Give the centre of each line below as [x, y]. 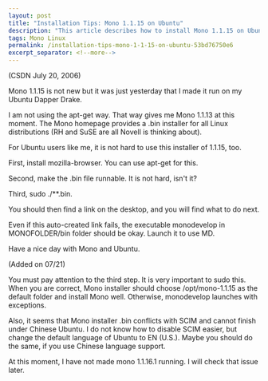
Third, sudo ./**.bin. [41, 194]
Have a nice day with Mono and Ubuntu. [74, 249]
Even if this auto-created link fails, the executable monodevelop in [117, 225]
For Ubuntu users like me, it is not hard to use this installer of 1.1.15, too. [125, 147]
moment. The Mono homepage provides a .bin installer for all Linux [118, 123]
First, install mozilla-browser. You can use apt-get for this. [103, 163]
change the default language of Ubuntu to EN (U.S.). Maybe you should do [130, 337]
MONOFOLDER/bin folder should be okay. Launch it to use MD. [112, 233]
